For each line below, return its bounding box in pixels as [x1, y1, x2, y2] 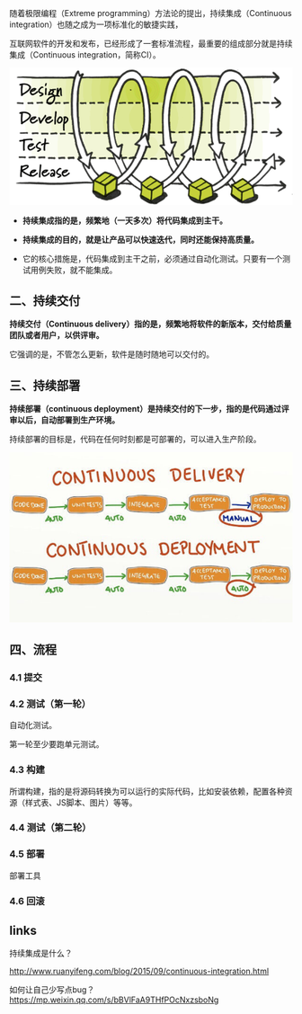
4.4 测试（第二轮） [9, 822, 92, 834]
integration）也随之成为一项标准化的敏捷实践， [9, 19, 183, 30]
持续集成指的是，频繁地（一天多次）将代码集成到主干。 [22, 215, 227, 226]
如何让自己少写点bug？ [9, 984, 95, 995]
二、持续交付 [9, 293, 81, 308]
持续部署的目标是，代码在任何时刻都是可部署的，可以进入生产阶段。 [9, 434, 262, 445]
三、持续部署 [9, 378, 81, 393]
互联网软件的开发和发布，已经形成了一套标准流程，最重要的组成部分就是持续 [9, 39, 293, 49]
